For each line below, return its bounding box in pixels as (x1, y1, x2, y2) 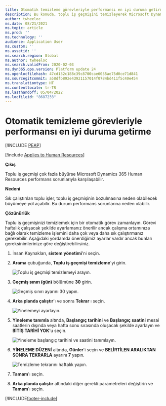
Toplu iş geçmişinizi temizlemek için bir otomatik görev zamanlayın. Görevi (5, 220, 157, 226)
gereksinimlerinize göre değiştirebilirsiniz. (5, 241, 90, 247)
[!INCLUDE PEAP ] (5, 143, 41, 148)
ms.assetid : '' (5, 48, 37, 53)
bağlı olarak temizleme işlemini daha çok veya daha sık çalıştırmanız (5, 230, 144, 236)
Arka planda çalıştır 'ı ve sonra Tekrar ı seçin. (12, 298, 105, 304)
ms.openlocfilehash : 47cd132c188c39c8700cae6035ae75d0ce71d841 (5, 72, 138, 76)
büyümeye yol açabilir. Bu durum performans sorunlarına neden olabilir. (5, 201, 151, 207)
